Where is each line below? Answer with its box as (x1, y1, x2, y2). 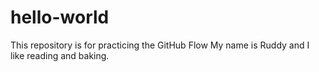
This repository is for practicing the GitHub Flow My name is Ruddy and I (10, 39, 310, 51)
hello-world (10, 6, 110, 29)
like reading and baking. (10, 49, 110, 61)
